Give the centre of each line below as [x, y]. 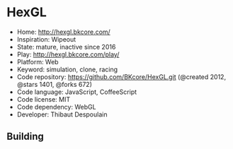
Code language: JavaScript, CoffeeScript [77, 92]
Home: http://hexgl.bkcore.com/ [63, 32]
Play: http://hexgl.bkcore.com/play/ [68, 54]
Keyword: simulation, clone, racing [67, 69]
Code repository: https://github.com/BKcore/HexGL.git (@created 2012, [121, 77]
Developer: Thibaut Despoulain [62, 114]
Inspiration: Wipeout [46, 39]
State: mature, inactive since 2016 [66, 47]
